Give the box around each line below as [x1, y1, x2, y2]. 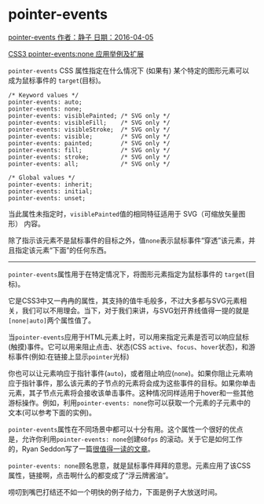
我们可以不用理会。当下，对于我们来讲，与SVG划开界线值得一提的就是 [21, 305, 250, 315]
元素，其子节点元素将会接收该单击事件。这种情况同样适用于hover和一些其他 [8, 388, 254, 397]
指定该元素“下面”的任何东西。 [14, 245, 112, 254]
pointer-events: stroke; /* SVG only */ [8, 153, 170, 161]
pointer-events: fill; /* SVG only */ [8, 146, 170, 154]
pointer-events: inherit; [8, 181, 93, 188]
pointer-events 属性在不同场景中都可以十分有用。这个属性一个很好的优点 [8, 424, 244, 433]
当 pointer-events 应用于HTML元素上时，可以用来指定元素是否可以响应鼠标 [8, 332, 250, 341]
